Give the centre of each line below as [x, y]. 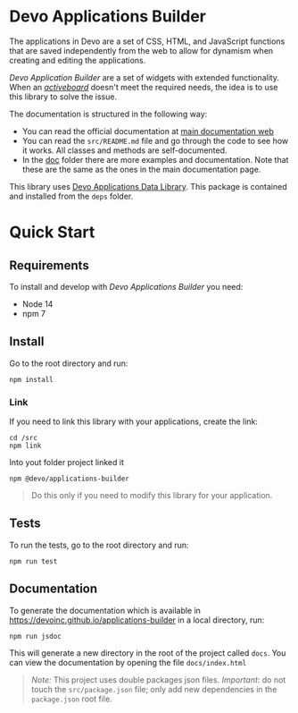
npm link [25, 446]
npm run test [33, 561]
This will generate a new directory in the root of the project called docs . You [148, 653]
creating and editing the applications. [78, 60]
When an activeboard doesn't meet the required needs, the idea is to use [144, 87]
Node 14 [37, 304]
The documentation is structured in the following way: [108, 114]
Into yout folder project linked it [67, 463]
